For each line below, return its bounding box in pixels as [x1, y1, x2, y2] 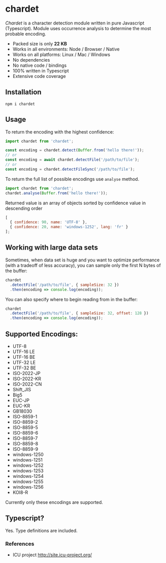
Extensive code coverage [12, 73, 66, 79]
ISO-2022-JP [12, 370, 41, 376]
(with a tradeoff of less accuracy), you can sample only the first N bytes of [5, 262, 161, 268]
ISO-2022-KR [12, 376, 42, 382]
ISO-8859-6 [12, 430, 39, 436]
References [5, 540, 35, 547]
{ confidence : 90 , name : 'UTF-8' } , [10, 220, 87, 225]
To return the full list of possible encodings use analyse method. [5, 176, 140, 182]
